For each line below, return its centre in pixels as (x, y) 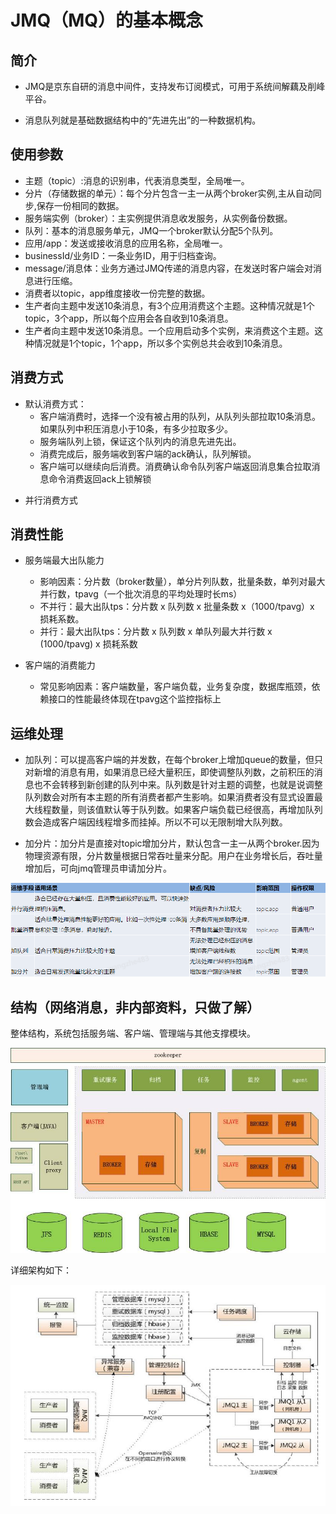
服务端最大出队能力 (64, 560)
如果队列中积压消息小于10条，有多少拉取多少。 (136, 428)
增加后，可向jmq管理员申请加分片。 (98, 868)
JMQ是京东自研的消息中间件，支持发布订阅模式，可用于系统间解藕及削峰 (175, 86)
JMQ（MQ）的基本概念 (107, 20)
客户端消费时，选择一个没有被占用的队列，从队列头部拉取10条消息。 (180, 416)
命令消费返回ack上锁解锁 (100, 478)
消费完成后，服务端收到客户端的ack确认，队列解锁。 (148, 453)
